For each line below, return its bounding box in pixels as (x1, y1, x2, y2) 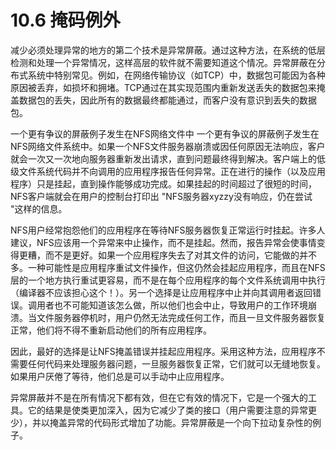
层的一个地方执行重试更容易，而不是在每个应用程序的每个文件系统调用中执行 (10, 274, 326, 286)
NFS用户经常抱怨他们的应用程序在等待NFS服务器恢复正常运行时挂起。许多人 (10, 224, 326, 236)
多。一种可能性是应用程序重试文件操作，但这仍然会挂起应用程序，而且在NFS (10, 261, 326, 273)
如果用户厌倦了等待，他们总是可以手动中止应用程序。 (10, 370, 230, 382)
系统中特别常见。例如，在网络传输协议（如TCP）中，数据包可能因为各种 (27, 69, 326, 81)
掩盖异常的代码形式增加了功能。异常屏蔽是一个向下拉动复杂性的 (49, 416, 313, 428)
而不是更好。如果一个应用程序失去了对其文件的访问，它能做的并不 (44, 249, 317, 261)
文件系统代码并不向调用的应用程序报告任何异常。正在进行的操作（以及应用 (18, 165, 326, 177)
